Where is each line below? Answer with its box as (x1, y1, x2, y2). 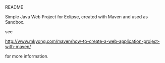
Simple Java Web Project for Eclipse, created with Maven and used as (5, 14, 148, 19)
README (5, 4, 24, 10)
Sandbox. (5, 19, 25, 25)
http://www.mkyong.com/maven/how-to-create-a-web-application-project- (5, 38, 160, 44)
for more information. (5, 53, 49, 59)
